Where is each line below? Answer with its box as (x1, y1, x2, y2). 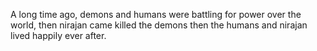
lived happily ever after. (10, 30, 107, 41)
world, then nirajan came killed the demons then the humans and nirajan (10, 19, 308, 31)
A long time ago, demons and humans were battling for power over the (10, 9, 302, 20)
